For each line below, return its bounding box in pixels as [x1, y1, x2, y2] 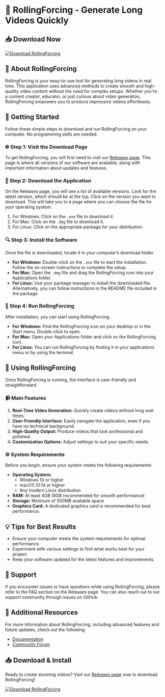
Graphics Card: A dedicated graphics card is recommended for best [12, 503, 151, 509]
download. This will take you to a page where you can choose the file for [5, 199, 152, 205]
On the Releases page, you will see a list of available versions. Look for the [5, 189, 156, 195]
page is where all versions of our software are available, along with [5, 160, 140, 166]
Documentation [12, 636, 44, 642]
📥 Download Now [5, 35, 61, 43]
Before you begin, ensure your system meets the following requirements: [5, 462, 153, 468]
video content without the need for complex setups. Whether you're [20, 88, 157, 94]
